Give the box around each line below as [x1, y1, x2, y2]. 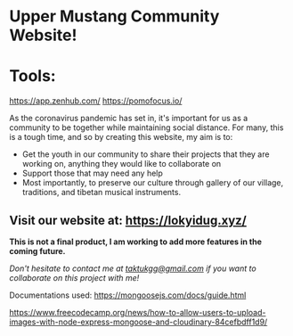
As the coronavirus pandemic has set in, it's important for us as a [9, 113, 248, 124]
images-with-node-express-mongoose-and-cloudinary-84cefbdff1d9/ [9, 316, 268, 327]
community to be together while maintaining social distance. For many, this [9, 122, 284, 133]
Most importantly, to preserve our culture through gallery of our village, [21, 177, 284, 188]
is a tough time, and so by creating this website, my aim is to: [9, 132, 233, 143]
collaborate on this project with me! [9, 272, 140, 283]
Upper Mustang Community [9, 6, 220, 27]
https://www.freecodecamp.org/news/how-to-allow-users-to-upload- [9, 307, 266, 317]
